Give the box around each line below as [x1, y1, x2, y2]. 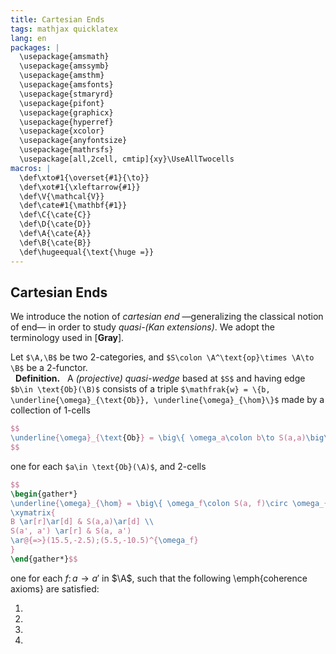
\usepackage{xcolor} [19, 126, 105, 136]
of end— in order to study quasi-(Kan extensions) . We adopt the [10, 321, 275, 333]
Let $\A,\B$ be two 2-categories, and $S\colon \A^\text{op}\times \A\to [10, 351, 315, 363]
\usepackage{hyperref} [19, 117, 114, 127]
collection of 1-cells [10, 404, 91, 416]
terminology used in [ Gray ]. [10, 332, 125, 344]
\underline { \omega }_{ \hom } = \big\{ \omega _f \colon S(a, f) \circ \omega [10, 498, 320, 508]
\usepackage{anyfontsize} [19, 136, 128, 146]
